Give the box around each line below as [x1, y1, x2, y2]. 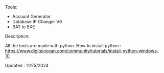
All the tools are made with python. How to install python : [5, 43, 121, 48]
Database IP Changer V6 [12, 19, 62, 24]
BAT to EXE [12, 24, 35, 30]
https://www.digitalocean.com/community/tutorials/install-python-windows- [5, 48, 159, 54]
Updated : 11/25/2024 [5, 63, 49, 68]
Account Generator [12, 14, 51, 19]
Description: [5, 34, 30, 39]
